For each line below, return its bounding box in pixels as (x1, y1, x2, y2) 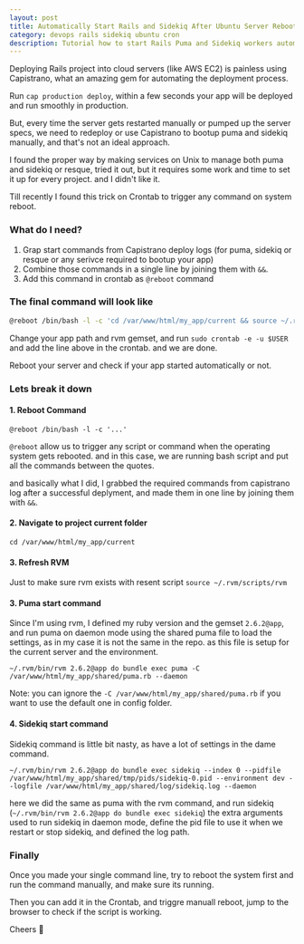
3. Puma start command (9, 597, 101, 608)
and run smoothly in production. (9, 101, 129, 111)
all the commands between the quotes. (9, 459, 155, 471)
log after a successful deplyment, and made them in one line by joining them (9, 486, 294, 498)
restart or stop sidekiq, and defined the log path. (9, 826, 190, 837)
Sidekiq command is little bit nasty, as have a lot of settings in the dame (9, 738, 276, 749)
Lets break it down (9, 382, 92, 395)
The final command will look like (9, 295, 154, 308)
